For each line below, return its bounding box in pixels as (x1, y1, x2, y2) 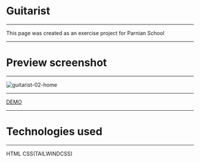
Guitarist (6, 4, 51, 18)
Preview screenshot (6, 56, 107, 70)
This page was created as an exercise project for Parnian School (6, 29, 165, 36)
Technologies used (6, 125, 103, 138)
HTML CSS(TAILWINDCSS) (6, 150, 73, 157)
